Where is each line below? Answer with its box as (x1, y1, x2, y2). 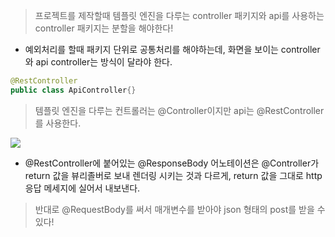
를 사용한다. (34, 117, 82, 129)
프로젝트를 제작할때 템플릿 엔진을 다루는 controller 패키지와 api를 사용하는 (34, 10, 325, 21)
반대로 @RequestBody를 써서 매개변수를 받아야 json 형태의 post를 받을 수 (34, 203, 326, 215)
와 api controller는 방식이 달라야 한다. (24, 56, 173, 68)
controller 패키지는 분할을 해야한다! (34, 22, 174, 34)
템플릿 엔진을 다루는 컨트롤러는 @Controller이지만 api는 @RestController (34, 104, 325, 116)
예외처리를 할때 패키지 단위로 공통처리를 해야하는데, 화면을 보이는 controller (24, 44, 321, 55)
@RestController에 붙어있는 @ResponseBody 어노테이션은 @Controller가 (24, 157, 320, 169)
